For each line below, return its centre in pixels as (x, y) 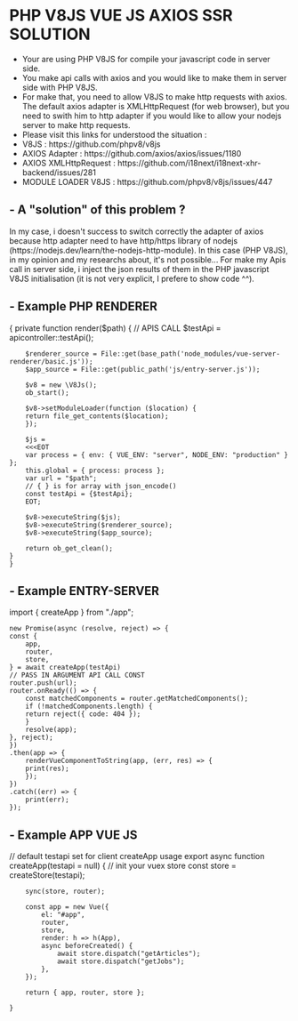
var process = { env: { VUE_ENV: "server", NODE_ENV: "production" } (157, 454)
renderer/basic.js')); (51, 361)
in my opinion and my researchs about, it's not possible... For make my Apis (148, 260)
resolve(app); (51, 730)
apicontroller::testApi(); (52, 337)
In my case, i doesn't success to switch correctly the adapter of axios (137, 231)
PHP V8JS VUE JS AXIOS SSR (121, 16)
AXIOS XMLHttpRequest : (68, 163)
